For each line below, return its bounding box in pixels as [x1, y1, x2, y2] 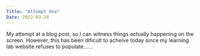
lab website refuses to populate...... [6, 42, 93, 50]
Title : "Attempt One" [6, 8, 60, 15]
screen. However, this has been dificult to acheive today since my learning [6, 37, 189, 44]
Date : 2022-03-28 [6, 14, 50, 20]
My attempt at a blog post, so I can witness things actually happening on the [6, 30, 194, 37]
